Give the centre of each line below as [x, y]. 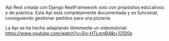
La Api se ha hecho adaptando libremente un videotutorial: [66, 28]
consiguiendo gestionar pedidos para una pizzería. [58, 18]
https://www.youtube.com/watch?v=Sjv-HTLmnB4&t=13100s [69, 33]
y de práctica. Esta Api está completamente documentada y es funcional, [82, 13]
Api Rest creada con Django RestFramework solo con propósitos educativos [85, 7]
